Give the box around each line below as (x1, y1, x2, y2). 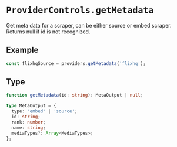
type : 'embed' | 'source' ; (11, 108, 78, 114)
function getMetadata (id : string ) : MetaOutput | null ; (6, 93, 143, 98)
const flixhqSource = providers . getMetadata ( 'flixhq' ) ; (6, 60, 146, 66)
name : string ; (11, 125, 46, 131)
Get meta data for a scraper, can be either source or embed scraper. (6, 22, 172, 29)
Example (6, 45, 39, 55)
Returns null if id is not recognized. (6, 28, 91, 35)
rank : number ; (11, 119, 46, 125)
